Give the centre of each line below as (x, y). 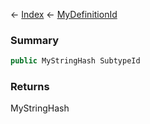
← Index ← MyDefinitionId (64, 14)
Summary (35, 40)
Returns (30, 87)
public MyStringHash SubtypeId (75, 61)
